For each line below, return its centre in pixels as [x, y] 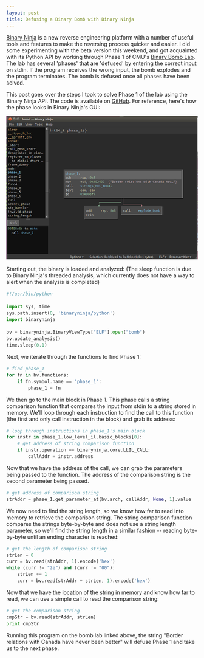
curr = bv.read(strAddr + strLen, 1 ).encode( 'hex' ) [84, 581]
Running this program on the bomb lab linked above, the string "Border [95, 635]
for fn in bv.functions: [38, 375]
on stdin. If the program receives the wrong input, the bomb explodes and [99, 69]
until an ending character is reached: [73, 537]
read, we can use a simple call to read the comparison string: [83, 598]
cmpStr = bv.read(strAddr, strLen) [51, 617]
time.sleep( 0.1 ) [27, 345]
